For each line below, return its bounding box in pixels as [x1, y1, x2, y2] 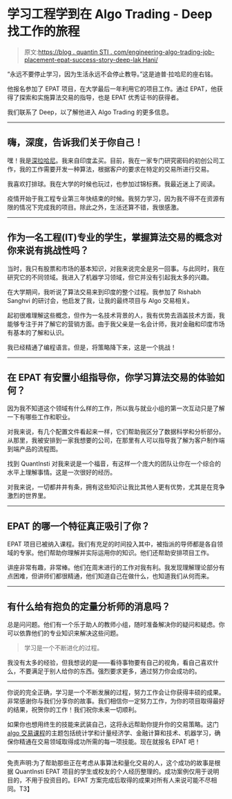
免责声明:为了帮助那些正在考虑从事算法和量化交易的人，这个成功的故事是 [7, 759, 215, 766]
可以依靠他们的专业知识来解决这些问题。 [7, 629, 122, 637]
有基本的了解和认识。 [7, 328, 68, 336]
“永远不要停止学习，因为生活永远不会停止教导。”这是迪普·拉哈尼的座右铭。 [7, 70, 217, 78]
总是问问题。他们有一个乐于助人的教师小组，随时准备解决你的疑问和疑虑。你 [7, 621, 225, 628]
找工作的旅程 [7, 24, 81, 39]
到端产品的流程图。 [7, 445, 62, 453]
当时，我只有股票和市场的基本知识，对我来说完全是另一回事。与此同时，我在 [7, 264, 225, 273]
